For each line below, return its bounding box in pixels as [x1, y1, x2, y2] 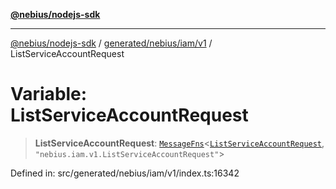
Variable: [10, 83, 88, 106]
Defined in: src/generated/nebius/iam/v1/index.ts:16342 [10, 167, 240, 179]
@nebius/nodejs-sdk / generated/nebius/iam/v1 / [10, 37, 213, 49]
